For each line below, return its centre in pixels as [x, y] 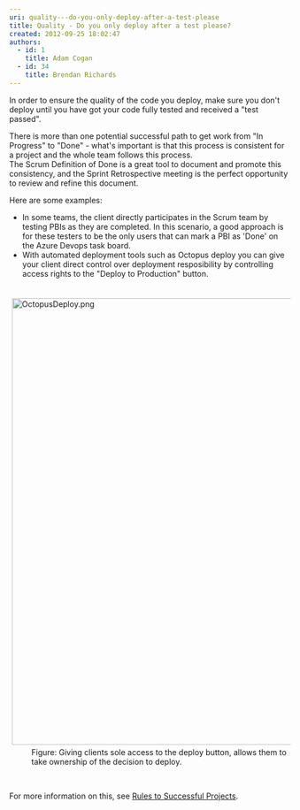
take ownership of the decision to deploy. [107, 761]
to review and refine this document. [74, 183]
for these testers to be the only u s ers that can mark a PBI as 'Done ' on [150, 236]
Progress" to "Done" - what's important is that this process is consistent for [147, 145]
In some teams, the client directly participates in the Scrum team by [145, 217]
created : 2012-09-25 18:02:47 [65, 34]
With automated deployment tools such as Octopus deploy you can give [153, 255]
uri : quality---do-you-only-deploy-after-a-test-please [114, 17]
